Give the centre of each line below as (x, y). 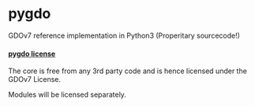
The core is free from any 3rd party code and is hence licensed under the (127, 71)
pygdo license (32, 53)
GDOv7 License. (35, 79)
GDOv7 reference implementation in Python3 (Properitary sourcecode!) (124, 35)
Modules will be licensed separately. (67, 94)
